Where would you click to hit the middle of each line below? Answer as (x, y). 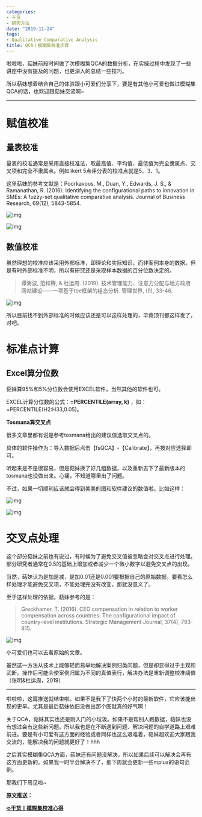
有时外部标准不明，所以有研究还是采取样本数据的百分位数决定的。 (93, 270)
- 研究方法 (18, 23)
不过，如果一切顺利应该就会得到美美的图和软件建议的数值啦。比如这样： (96, 488)
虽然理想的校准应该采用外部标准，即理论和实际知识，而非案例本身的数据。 (98, 262)
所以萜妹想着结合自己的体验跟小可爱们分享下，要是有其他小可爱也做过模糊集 (101, 84)
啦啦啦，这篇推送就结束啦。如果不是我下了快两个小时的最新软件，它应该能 (98, 699)
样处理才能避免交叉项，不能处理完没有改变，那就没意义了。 (80, 584)
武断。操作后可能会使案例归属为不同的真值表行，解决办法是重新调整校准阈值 (101, 672)
